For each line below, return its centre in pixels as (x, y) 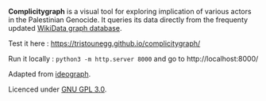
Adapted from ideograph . (50, 74)
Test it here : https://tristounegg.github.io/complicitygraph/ (104, 43)
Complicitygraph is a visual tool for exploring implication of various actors (130, 11)
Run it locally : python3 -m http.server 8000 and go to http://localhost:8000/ (133, 59)
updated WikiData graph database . (65, 28)
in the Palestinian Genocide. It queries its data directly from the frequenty (128, 20)
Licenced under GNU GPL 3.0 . (58, 89)
